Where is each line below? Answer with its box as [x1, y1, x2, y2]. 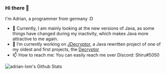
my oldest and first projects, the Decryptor [12, 47, 100, 53]
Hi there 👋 [5, 4, 30, 11]
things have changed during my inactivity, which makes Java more [12, 31, 149, 37]
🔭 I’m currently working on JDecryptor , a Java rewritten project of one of [12, 41, 161, 47]
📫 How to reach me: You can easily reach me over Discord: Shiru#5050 [12, 52, 160, 58]
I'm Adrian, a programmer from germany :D [5, 16, 93, 22]
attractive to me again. [12, 36, 58, 42]
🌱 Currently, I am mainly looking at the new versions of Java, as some [12, 25, 155, 31]
